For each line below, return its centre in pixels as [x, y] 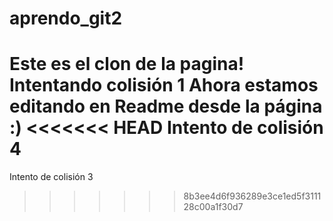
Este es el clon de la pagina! [127, 64]
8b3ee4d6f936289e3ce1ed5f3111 [252, 196]
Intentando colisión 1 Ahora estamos [164, 85]
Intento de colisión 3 [51, 177]
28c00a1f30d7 [213, 207]
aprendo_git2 [66, 18]
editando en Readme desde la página [166, 106]
